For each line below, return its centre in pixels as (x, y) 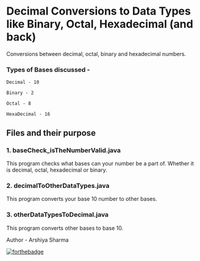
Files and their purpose (51, 133)
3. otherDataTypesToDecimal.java (57, 215)
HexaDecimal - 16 (28, 114)
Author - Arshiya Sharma (37, 240)
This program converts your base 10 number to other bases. (82, 199)
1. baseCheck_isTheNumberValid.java (63, 150)
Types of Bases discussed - (48, 69)
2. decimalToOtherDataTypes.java (58, 186)
